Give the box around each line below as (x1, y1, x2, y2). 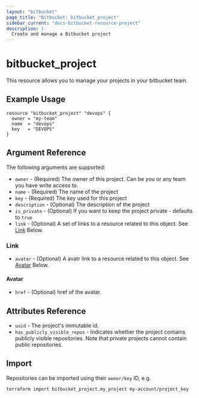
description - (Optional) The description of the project (14, 201, 150, 208)
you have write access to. (14, 182, 79, 189)
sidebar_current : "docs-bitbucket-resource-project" (6, 20, 141, 26)
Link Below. (14, 226, 44, 233)
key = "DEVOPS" (11, 126, 55, 132)
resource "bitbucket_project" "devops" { (6, 110, 111, 116)
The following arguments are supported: (6, 164, 106, 171)
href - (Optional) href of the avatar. (14, 289, 102, 296)
